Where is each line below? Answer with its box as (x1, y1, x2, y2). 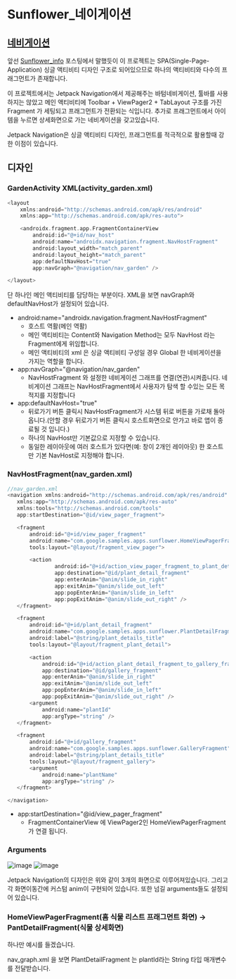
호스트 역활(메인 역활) (27, 322, 88, 331)
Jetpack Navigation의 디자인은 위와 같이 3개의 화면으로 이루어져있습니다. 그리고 (7, 876, 228, 884)
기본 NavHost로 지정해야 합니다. (35, 451, 124, 460)
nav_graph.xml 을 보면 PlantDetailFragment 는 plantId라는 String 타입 (7, 955, 202, 964)
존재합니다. (37, 75, 68, 82)
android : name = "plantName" (41, 771, 118, 778)
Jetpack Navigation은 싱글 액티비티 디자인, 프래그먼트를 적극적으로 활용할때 (7, 131, 218, 139)
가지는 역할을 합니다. (27, 357, 85, 366)
